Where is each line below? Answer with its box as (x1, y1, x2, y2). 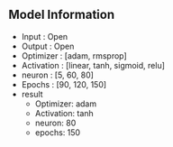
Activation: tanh (34, 107, 94, 118)
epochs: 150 (34, 126, 81, 138)
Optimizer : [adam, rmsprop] (21, 50, 127, 61)
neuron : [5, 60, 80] (21, 69, 94, 80)
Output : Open (21, 41, 75, 51)
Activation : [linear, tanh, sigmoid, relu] (21, 60, 166, 70)
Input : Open (21, 31, 68, 41)
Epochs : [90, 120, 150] (21, 78, 107, 89)
